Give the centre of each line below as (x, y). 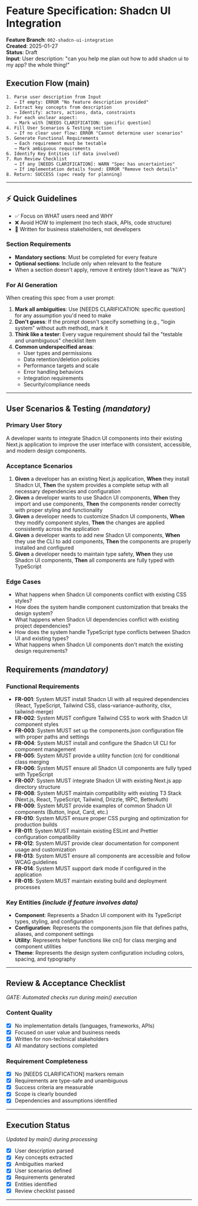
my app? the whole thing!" (38, 65)
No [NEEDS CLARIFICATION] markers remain (69, 1074)
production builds (36, 824)
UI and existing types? (42, 639)
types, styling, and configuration (54, 922)
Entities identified (36, 1184)
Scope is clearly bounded (46, 1094)
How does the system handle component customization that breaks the (101, 607)
